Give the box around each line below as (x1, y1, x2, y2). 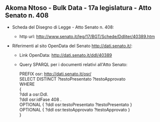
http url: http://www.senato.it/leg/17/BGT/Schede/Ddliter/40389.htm (19, 33, 155, 39)
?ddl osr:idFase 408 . (19, 96, 62, 102)
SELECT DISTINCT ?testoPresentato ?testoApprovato (19, 76, 126, 81)
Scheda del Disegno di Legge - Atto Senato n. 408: (12, 24, 114, 30)
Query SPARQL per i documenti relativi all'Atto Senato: (19, 61, 128, 67)
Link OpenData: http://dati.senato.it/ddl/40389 (19, 52, 112, 58)
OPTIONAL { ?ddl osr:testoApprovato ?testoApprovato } (19, 107, 130, 112)
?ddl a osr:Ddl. (19, 91, 48, 97)
